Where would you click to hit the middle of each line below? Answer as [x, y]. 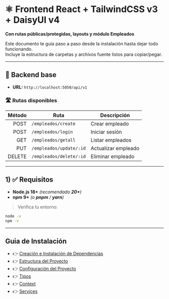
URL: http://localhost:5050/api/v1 [50, 87]
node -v [13, 216]
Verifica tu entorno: [37, 207]
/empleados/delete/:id [59, 157]
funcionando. [19, 49]
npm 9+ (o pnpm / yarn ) [38, 197]
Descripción [115, 115]
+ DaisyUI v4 [32, 20]
